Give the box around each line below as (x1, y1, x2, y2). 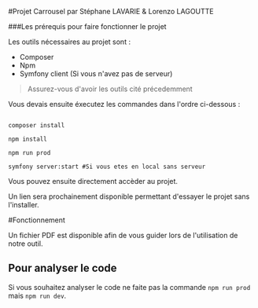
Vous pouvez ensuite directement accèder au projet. (8, 177, 179, 185)
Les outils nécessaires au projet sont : (8, 37, 131, 46)
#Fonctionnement (8, 215, 65, 225)
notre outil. (8, 239, 43, 248)
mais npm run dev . (8, 291, 67, 300)
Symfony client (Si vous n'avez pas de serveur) (19, 69, 173, 78)
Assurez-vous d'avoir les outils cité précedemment (27, 84, 193, 93)
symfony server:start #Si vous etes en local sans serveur (8, 163, 206, 170)
